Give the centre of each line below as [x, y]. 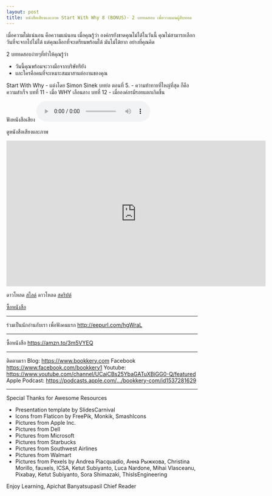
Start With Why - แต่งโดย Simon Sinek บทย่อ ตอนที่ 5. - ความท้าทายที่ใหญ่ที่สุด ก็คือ [98, 85]
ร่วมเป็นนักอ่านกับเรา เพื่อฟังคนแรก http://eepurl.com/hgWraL [74, 325]
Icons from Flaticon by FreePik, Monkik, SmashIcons [81, 416]
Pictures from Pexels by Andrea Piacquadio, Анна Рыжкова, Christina [102, 461]
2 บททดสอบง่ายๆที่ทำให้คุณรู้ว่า [37, 54]
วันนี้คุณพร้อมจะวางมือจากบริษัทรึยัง [50, 66]
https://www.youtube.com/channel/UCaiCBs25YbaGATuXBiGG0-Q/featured [101, 374]
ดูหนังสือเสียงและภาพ [27, 131]
